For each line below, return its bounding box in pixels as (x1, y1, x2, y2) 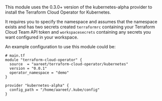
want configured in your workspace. (5, 34, 79, 40)
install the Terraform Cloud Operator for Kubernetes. (5, 9, 111, 15)
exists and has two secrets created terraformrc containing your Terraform (5, 24, 156, 30)
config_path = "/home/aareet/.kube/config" (9, 87, 100, 92)
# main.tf (5, 53, 26, 58)
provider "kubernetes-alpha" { (5, 83, 69, 88)
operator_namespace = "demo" (9, 70, 69, 75)
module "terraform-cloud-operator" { (5, 58, 82, 62)
